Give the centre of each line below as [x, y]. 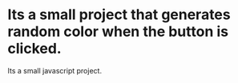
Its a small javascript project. [54, 70]
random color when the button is [118, 32]
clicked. [34, 49]
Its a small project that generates [119, 15]
